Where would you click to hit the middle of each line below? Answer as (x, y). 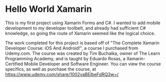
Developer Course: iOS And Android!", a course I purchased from (72, 48)
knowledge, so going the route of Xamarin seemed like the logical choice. (80, 33)
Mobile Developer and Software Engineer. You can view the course (92, 64)
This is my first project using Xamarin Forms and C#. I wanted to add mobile (83, 23)
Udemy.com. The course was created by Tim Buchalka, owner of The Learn (83, 53)
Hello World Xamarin (48, 9)
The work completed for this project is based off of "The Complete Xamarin (83, 42)
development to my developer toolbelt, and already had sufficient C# (76, 28)
